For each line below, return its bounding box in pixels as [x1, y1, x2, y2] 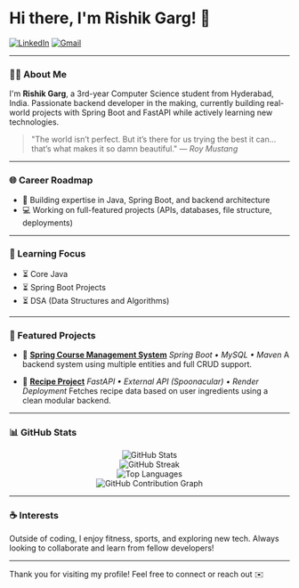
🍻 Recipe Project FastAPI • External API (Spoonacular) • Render [21, 376, 260, 387]
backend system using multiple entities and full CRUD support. [21, 359, 252, 370]
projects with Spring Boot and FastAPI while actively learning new [31, 107, 273, 118]
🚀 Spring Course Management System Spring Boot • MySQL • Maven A [21, 349, 290, 360]
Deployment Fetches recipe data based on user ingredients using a [21, 386, 269, 396]
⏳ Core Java [21, 268, 69, 279]
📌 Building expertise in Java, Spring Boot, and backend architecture [21, 194, 271, 205]
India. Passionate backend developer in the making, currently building [9, 98, 265, 109]
